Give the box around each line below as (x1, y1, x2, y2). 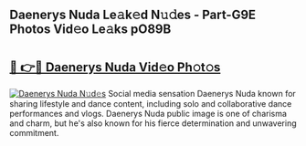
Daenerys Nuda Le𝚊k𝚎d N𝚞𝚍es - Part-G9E (9, 7, 257, 23)
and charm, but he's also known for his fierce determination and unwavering (9, 118, 297, 129)
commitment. (9, 128, 59, 138)
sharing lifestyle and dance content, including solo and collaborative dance (9, 99, 292, 109)
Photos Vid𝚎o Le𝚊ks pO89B (9, 22, 172, 37)
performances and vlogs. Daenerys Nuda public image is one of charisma (9, 109, 288, 119)
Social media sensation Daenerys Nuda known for (108, 89, 297, 99)
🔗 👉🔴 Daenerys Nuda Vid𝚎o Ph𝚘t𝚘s (9, 59, 221, 75)
